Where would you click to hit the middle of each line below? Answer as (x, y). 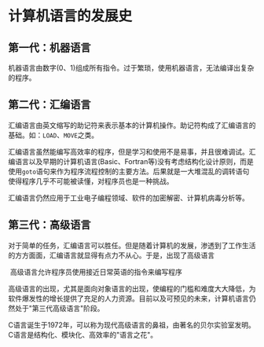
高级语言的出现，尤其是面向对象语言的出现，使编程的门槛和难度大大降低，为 (132, 288)
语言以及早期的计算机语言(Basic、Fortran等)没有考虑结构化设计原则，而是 (134, 161)
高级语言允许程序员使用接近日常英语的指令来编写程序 (96, 272)
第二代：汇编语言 (49, 105)
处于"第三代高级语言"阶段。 (59, 308)
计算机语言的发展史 (70, 16)
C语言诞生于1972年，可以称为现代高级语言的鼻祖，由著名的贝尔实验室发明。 (132, 325)
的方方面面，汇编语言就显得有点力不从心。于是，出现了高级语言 (111, 255)
